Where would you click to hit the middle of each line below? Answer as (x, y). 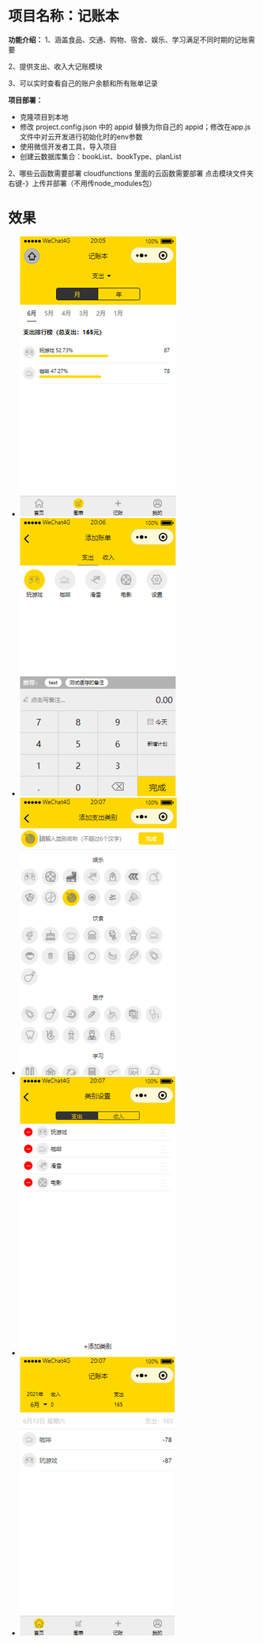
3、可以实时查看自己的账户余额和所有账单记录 (83, 83)
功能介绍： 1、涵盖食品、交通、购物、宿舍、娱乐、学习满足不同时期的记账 (128, 40)
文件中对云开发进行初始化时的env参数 (81, 136)
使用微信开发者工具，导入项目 (68, 147)
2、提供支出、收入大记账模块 (55, 66)
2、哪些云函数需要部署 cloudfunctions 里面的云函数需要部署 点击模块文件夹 (131, 173)
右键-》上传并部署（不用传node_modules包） (82, 183)
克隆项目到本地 (44, 116)
